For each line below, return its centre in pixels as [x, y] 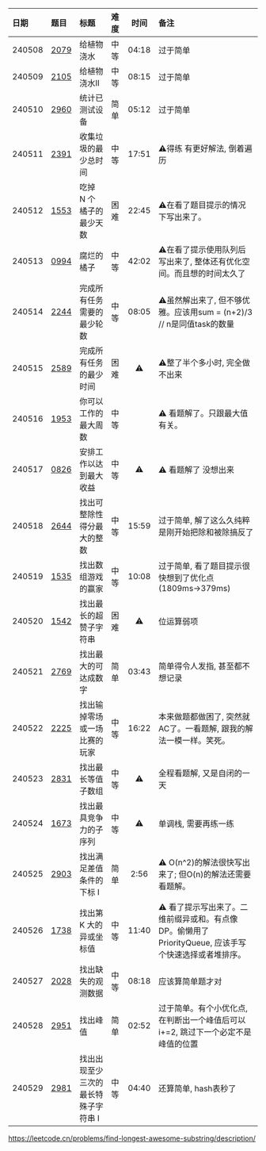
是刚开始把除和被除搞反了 [206, 532]
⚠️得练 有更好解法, [192, 148]
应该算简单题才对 [190, 981]
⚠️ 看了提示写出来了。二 [203, 907]
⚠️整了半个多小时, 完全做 [204, 363]
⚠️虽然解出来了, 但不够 [200, 300]
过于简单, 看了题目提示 [200, 566]
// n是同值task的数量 [196, 324]
